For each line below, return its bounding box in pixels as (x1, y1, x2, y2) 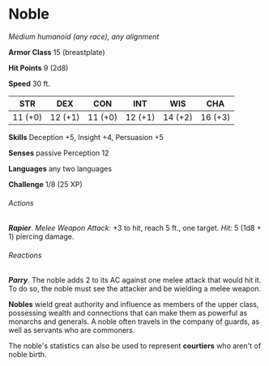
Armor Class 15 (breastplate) (8, 47, 105, 57)
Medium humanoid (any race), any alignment (8, 32, 160, 41)
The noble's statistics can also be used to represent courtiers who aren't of (8, 341, 262, 351)
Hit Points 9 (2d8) (8, 62, 69, 73)
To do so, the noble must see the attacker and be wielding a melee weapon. (8, 284, 262, 294)
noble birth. (8, 350, 47, 360)
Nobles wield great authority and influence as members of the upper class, (8, 300, 259, 309)
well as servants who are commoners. (8, 326, 135, 335)
